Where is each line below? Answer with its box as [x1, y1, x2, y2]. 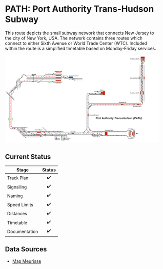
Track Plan [7, 175, 29, 181]
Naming [7, 193, 23, 199]
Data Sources [5, 245, 47, 253]
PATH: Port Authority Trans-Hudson [5, 3, 154, 15]
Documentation [7, 228, 38, 234]
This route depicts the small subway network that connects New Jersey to [5, 30, 155, 36]
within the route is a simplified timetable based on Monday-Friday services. [5, 45, 156, 51]
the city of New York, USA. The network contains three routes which [5, 35, 143, 41]
